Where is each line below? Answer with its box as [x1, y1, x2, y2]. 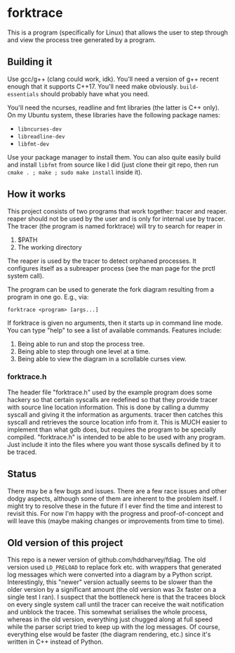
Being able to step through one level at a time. [17, 347, 151, 356]
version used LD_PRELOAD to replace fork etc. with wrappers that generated [7, 563, 222, 571]
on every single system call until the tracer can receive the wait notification [7, 600, 224, 609]
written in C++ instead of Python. [7, 638, 104, 646]
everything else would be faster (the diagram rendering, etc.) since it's [7, 631, 211, 639]
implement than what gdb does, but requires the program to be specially [7, 425, 216, 434]
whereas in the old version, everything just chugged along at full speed [7, 615, 213, 623]
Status [7, 468, 37, 480]
